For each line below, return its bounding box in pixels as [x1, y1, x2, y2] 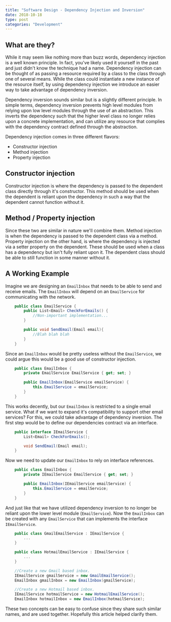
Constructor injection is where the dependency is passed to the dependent [5, 182, 163, 189]
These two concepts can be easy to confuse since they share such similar [5, 606, 162, 612]
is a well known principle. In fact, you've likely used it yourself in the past [5, 60, 159, 66]
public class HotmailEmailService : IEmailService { [14, 549, 129, 555]
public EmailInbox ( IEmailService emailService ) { [23, 481, 131, 486]
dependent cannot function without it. [5, 199, 85, 205]
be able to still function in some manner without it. [5, 254, 111, 260]
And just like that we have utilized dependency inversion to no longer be [5, 505, 157, 511]
